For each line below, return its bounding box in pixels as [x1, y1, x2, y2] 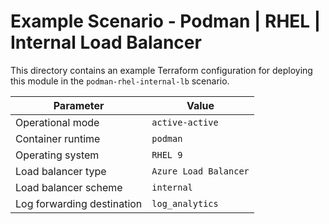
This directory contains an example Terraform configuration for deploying [10, 64, 313, 76]
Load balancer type [15, 164, 107, 178]
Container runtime [15, 131, 101, 145]
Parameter [53, 98, 105, 112]
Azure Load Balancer [151, 165, 250, 177]
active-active [151, 116, 219, 128]
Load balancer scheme [15, 180, 123, 194]
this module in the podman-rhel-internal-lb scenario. [10, 75, 230, 87]
